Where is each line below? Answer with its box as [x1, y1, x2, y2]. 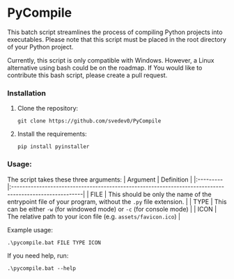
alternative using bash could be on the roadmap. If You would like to [7, 63, 203, 72]
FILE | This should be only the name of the [90, 190, 212, 198]
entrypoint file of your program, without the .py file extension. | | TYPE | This [7, 197, 227, 206]
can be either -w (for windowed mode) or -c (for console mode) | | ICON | [7, 205, 217, 213]
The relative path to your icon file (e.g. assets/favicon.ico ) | [7, 212, 181, 221]
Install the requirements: [17, 130, 87, 138]
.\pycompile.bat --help [7, 264, 77, 272]
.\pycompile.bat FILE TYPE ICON [7, 239, 101, 246]
